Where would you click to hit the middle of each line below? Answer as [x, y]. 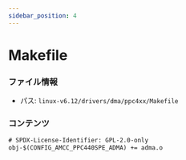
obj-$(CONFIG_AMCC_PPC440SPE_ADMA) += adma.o [85, 148]
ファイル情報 [33, 82]
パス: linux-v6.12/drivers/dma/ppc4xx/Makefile [99, 101]
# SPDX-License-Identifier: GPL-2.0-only [79, 141]
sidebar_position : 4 [43, 16]
